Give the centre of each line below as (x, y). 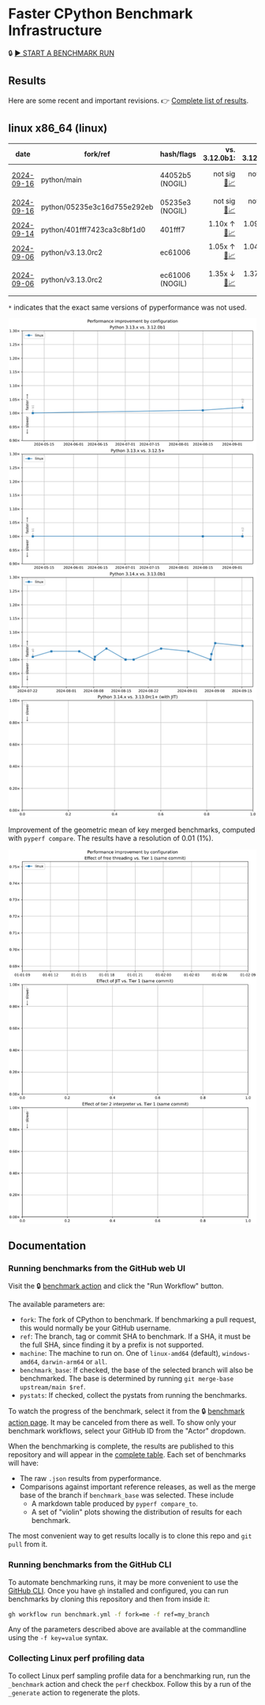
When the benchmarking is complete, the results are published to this (121, 1446)
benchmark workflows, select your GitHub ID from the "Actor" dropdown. (127, 1431)
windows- (236, 1354)
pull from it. (28, 1544)
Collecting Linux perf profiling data (77, 1658)
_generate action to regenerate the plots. (74, 1692)
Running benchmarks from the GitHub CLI (90, 1565)
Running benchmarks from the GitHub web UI (97, 1268)
